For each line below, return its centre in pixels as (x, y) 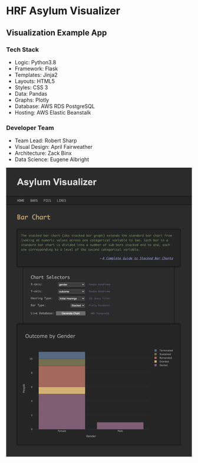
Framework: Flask (36, 69)
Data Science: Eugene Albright (52, 159)
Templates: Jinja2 (36, 74)
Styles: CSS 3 (31, 87)
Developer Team (30, 128)
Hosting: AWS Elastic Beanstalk (53, 112)
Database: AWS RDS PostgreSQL (55, 106)
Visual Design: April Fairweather (54, 147)
